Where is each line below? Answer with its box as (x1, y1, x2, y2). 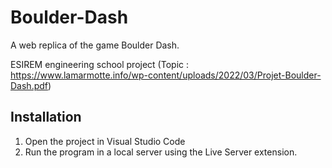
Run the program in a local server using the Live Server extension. (24, 146, 298, 158)
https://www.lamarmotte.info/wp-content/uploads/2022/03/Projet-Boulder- (10, 69, 322, 81)
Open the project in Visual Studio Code (24, 135, 186, 147)
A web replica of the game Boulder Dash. (10, 39, 180, 51)
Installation (10, 109, 82, 126)
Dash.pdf (10, 79, 48, 91)
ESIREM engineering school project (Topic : (10, 58, 189, 70)
